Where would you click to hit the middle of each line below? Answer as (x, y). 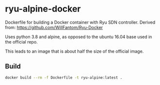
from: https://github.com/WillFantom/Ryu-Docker (54, 27)
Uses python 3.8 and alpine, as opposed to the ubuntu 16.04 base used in (79, 37)
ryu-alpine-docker (43, 9)
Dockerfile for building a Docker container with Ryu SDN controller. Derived (80, 22)
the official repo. (21, 42)
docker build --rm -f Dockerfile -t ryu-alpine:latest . (64, 78)
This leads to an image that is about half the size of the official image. (74, 51)
